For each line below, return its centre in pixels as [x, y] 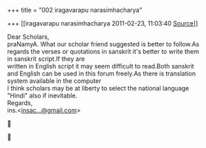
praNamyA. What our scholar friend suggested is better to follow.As [103, 44]
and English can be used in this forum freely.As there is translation [102, 73]
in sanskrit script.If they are [46, 59]
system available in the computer [54, 81]
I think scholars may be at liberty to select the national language [98, 88]
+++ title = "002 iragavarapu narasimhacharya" [75, 10]
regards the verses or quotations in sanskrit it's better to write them [103, 52]
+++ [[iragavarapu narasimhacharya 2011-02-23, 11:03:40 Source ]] [103, 23]
